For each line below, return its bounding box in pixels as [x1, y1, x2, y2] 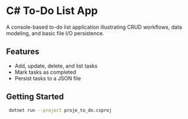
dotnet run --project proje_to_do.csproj [8, 107, 112, 113]
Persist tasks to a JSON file [14, 74, 81, 81]
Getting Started [6, 92, 64, 102]
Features [6, 47, 39, 57]
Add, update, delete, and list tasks [14, 62, 98, 69]
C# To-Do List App [6, 4, 98, 18]
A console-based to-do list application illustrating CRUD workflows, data [6, 23, 183, 30]
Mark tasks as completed [14, 69, 77, 76]
